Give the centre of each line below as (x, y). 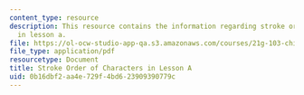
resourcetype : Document (54, 60)
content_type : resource (54, 18)
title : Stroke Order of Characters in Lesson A (101, 69)
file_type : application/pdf (62, 52)
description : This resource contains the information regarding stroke (147, 26)
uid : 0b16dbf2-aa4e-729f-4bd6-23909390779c (93, 77)
